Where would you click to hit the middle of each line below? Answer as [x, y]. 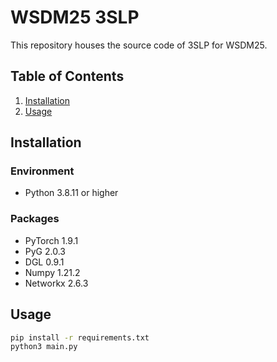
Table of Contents [67, 76]
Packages [35, 219]
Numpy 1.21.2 [52, 272]
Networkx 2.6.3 [56, 283]
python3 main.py [44, 347]
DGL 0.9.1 [44, 262]
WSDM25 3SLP [75, 17]
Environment [42, 171]
